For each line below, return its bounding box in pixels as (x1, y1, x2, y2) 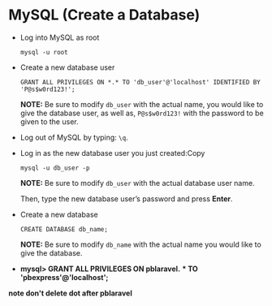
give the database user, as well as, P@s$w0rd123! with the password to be (19, 108, 264, 118)
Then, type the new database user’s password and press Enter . (19, 193, 233, 204)
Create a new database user (19, 62, 115, 72)
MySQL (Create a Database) (8, 6, 201, 24)
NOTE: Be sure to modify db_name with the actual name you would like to (19, 239, 261, 249)
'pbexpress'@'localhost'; (19, 272, 109, 282)
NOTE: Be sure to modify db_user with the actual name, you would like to (19, 99, 264, 109)
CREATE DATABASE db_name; (19, 225, 108, 233)
